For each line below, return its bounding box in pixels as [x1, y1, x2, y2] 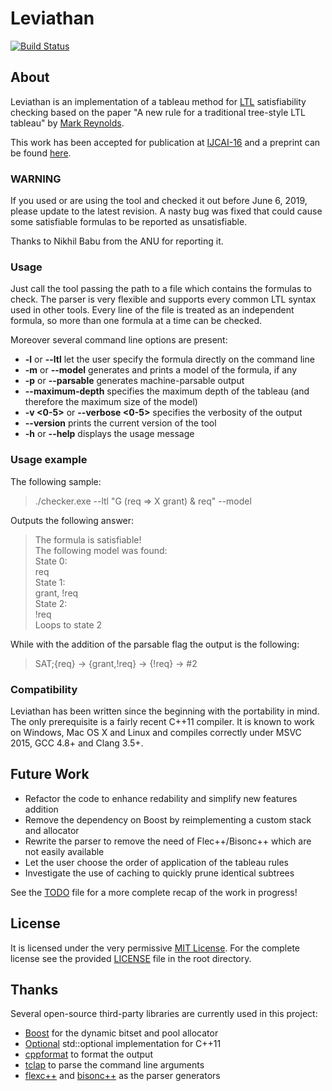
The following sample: [10, 475, 102, 487]
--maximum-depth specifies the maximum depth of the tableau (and [24, 385, 310, 397]
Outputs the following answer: [10, 514, 135, 526]
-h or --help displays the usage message [24, 428, 195, 440]
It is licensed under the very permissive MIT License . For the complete [10, 942, 301, 954]
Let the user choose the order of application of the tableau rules [24, 856, 289, 868]
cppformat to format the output [24, 1048, 153, 1061]
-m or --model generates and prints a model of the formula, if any [24, 364, 298, 376]
